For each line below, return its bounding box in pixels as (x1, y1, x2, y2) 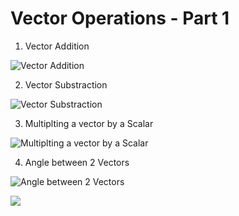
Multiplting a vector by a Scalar (24, 117, 154, 129)
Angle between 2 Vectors (24, 156, 130, 168)
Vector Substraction (24, 78, 108, 91)
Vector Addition (24, 40, 90, 52)
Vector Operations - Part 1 (10, 7, 230, 30)
